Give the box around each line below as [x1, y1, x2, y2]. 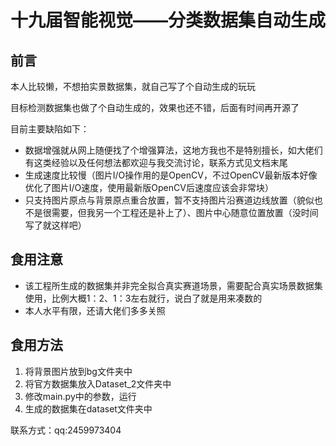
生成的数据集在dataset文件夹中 [24, 402, 153, 415]
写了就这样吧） [24, 219, 87, 231]
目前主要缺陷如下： [10, 123, 90, 135]
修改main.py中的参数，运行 [24, 390, 137, 402]
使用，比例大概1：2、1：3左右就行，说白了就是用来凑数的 [24, 292, 263, 304]
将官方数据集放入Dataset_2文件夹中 [24, 377, 172, 390]
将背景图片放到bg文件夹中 [24, 365, 133, 377]
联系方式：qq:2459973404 [10, 424, 122, 436]
